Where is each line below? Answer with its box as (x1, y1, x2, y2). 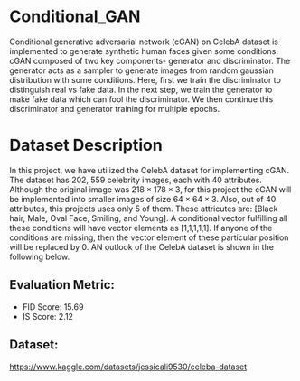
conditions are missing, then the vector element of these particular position (9, 232, 289, 243)
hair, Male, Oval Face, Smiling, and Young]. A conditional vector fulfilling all (9, 212, 288, 223)
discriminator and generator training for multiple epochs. (9, 103, 220, 114)
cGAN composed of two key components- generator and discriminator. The (9, 55, 291, 66)
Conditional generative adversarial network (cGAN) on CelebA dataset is (9, 36, 278, 47)
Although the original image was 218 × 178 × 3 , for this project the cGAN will (9, 183, 292, 195)
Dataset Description (9, 135, 163, 155)
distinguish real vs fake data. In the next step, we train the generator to (9, 84, 273, 95)
